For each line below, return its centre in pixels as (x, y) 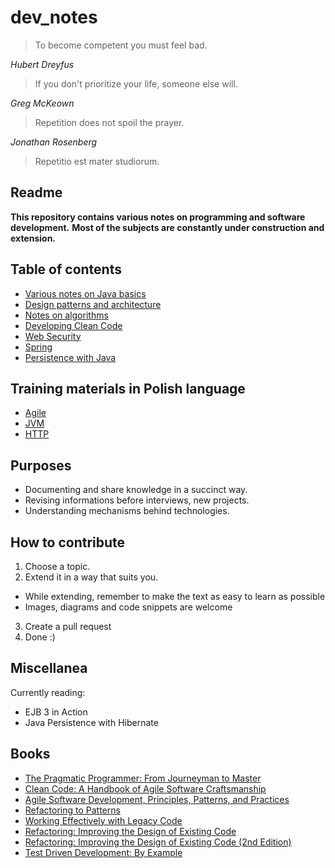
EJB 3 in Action (56, 712)
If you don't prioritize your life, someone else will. (136, 83)
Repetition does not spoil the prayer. (109, 122)
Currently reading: (48, 692)
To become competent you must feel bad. (121, 45)
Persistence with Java (70, 357)
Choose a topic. (57, 566)
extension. (33, 238)
